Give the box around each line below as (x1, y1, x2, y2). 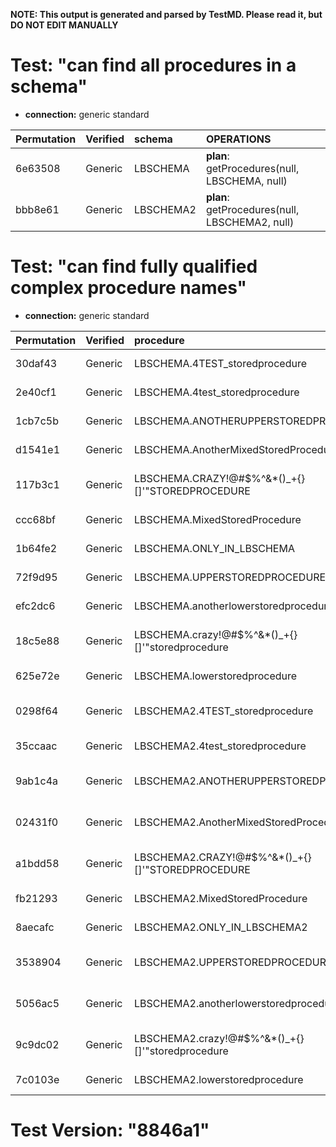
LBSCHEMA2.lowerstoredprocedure (134, 1072, 304, 1086)
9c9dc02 (15, 1037, 60, 1051)
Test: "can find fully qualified (10, 255, 258, 278)
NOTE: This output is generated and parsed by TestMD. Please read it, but (10, 9, 323, 20)
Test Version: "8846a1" (10, 1119, 210, 1142)
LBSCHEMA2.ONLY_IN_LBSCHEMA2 (134, 920, 308, 934)
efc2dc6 (15, 599, 56, 613)
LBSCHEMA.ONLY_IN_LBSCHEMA (134, 541, 295, 555)
